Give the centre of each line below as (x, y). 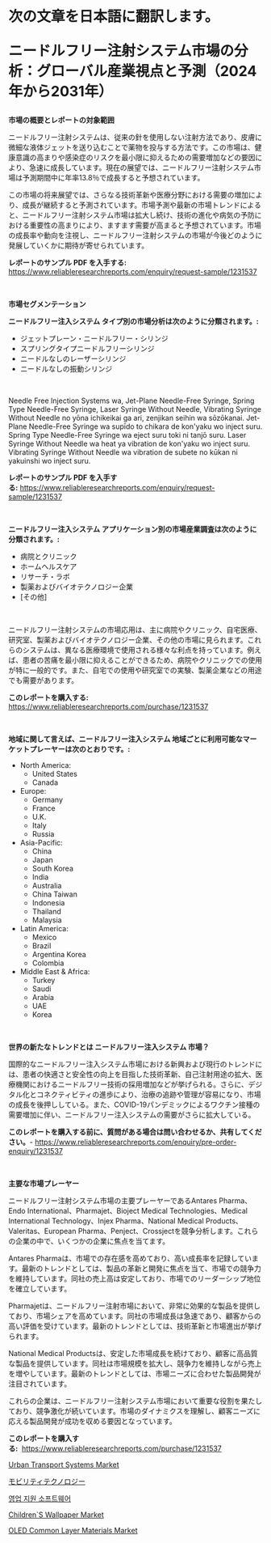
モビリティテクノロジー (47, 1482)
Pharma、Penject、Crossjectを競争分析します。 (158, 1231)
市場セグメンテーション (47, 304)
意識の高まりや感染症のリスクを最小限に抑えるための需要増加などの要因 (135, 158)
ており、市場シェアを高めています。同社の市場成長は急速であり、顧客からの (135, 1316)
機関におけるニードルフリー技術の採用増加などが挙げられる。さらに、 (131, 1084)
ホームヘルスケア (48, 566)
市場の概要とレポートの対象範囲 (61, 120)
